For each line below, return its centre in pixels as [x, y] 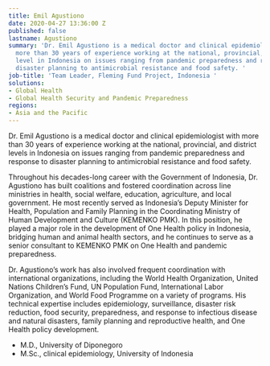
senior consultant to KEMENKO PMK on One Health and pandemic [118, 245]
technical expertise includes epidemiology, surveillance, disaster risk [122, 304]
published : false [37, 31]
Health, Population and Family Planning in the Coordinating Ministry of [125, 211]
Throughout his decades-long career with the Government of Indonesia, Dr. [133, 177]
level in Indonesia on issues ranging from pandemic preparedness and [136, 61]
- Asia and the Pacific [48, 113]
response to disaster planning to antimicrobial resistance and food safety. [130, 161]
